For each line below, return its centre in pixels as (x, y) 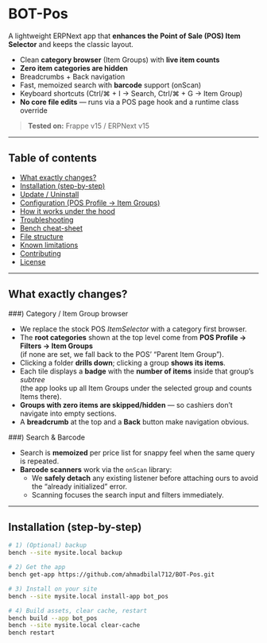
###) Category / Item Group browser (68, 313)
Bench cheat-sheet (51, 228)
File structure (41, 236)
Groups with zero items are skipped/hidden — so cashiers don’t (126, 405)
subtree (32, 379)
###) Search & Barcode (47, 437)
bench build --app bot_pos (53, 618)
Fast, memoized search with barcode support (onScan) (110, 85)
